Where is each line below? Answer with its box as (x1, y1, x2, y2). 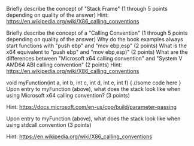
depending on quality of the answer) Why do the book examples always (6, 36, 184, 42)
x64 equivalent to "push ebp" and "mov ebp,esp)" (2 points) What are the (6, 48, 188, 56)
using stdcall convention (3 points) (6, 121, 92, 128)
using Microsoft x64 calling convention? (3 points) (6, 92, 131, 99)
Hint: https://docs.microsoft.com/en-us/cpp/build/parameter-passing (6, 104, 177, 110)
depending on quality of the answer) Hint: (6, 11, 109, 19)
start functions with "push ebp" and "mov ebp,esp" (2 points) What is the (6, 42, 187, 49)
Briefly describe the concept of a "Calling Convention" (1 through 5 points (6, 29, 188, 36)
